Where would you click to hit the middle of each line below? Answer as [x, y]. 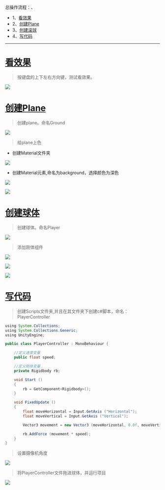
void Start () [28, 380]
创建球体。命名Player [39, 227]
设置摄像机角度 [32, 453]
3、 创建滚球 [24, 30]
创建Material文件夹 [31, 153]
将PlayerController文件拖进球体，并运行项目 [61, 473]
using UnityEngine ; [25, 335]
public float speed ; [35, 357]
